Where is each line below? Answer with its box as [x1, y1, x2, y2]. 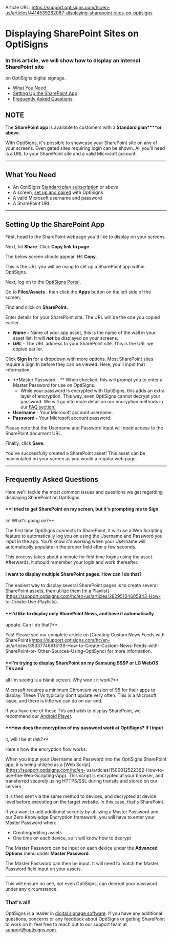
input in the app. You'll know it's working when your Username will [5, 538, 146, 544]
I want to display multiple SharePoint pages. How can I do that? [5, 571, 142, 577]
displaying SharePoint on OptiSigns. [5, 494, 81, 500]
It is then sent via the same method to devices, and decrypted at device [5, 793, 157, 799]
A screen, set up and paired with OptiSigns [12, 189, 103, 196]
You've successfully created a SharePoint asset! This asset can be [5, 450, 146, 456]
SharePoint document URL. [5, 430, 62, 436]
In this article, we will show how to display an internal [5, 57, 140, 64]
